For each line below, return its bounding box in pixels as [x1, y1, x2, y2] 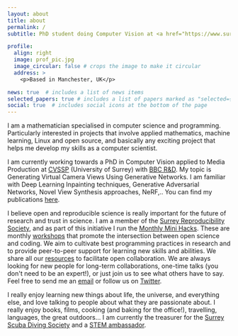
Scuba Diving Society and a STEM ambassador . [7, 320, 147, 330]
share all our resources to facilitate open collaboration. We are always [7, 254, 211, 263]
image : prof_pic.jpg [13, 56, 74, 64]
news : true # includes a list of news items [7, 89, 144, 96]
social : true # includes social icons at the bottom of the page [7, 102, 208, 109]
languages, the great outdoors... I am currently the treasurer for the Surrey [7, 313, 225, 322]
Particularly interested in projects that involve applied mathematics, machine [7, 129, 230, 138]
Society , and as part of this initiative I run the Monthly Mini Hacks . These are [7, 224, 230, 233]
